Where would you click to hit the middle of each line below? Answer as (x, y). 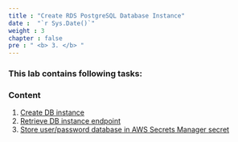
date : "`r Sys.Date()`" (51, 23)
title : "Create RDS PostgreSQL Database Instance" (96, 16)
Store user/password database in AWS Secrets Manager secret (125, 130)
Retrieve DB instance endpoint (70, 121)
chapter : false (35, 38)
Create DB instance (52, 112)
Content (25, 95)
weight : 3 (27, 30)
